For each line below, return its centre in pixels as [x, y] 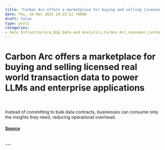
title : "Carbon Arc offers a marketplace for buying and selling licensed [83, 10]
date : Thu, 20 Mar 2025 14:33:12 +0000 [46, 14]
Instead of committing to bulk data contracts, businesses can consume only [82, 112]
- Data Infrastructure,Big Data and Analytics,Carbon [61, 32]
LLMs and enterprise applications [75, 88]
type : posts [17, 23]
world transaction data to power [72, 78]
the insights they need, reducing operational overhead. [61, 117]
